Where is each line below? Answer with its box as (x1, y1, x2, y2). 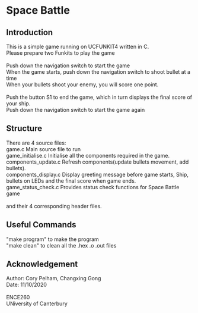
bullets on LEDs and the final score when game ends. (6, 177, 136, 184)
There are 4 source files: (6, 139, 66, 146)
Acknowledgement (6, 259, 78, 270)
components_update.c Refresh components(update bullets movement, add (6, 158, 189, 165)
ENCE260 (6, 294, 30, 301)
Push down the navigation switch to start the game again (6, 107, 145, 113)
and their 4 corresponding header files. (6, 202, 102, 209)
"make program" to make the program (6, 236, 99, 243)
